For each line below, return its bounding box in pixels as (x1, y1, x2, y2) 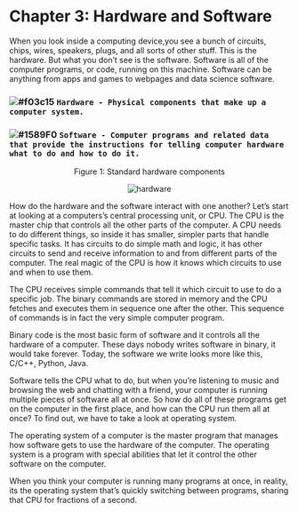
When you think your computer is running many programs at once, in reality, (9, 476, 288, 486)
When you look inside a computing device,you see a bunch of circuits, (9, 36, 267, 46)
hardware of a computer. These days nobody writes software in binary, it (9, 340, 276, 350)
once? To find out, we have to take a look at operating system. (9, 413, 238, 424)
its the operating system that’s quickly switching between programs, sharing (9, 485, 289, 496)
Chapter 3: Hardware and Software (9, 6, 273, 27)
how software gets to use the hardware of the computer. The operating (9, 440, 270, 451)
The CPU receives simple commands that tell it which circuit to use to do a (9, 284, 282, 295)
